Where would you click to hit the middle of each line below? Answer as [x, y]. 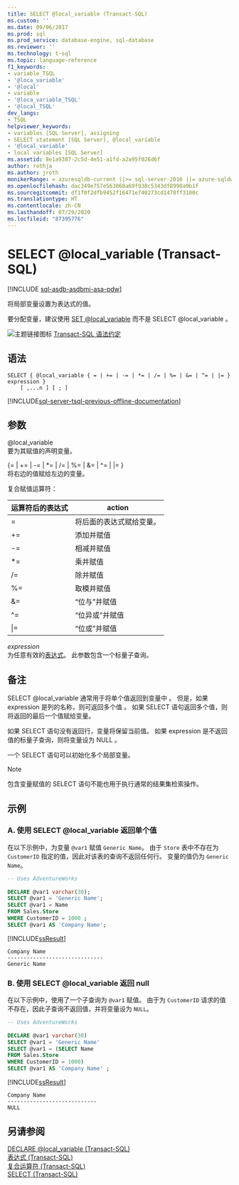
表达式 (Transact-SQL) [40, 1157]
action [118, 508]
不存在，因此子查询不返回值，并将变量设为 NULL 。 [80, 1009]
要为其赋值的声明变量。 [42, 451]
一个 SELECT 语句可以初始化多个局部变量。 [71, 755]
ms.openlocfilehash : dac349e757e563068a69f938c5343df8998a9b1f [103, 186]
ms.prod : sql [27, 34]
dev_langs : [23, 113]
